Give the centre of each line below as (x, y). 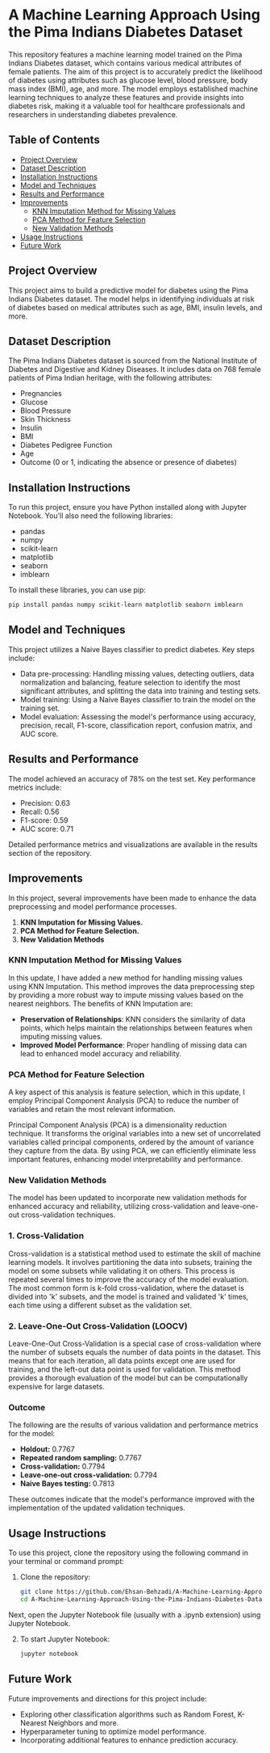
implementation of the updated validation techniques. (97, 1508)
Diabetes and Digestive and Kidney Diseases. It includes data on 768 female (135, 369)
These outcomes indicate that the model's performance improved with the (132, 1499)
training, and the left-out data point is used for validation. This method (125, 1369)
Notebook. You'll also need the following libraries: (91, 516)
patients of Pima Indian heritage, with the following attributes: (110, 378)
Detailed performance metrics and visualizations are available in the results (133, 844)
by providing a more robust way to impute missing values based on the (126, 995)
